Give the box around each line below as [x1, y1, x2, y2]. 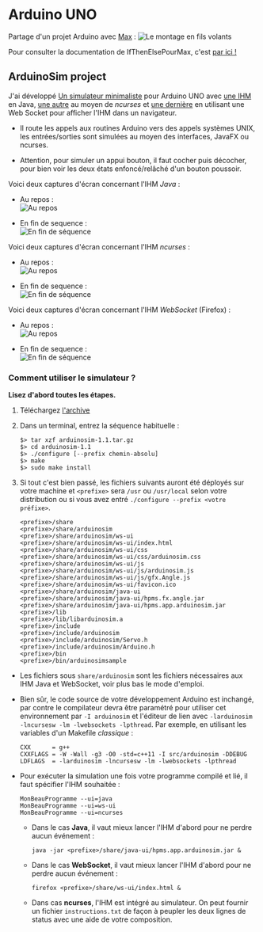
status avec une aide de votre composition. [31, 915, 173, 924]
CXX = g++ [19, 744, 71, 751]
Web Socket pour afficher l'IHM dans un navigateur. [8, 108, 177, 117]
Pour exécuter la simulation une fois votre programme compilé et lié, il [19, 771, 248, 781]
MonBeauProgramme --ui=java [19, 795, 112, 803]
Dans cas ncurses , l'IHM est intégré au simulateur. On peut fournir [31, 898, 249, 907]
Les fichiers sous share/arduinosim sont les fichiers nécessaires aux [19, 671, 243, 680]
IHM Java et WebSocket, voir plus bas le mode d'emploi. [19, 679, 204, 689]
